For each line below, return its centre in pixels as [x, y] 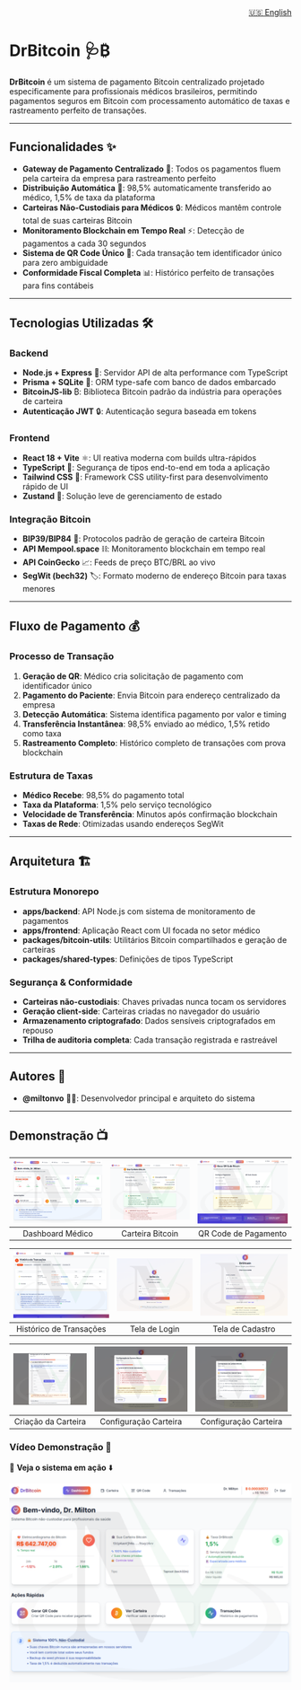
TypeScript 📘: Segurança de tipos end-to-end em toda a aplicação [146, 467]
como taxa [42, 733]
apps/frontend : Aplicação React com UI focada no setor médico [141, 930]
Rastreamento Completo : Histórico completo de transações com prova [154, 743]
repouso [38, 1030]
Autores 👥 [38, 1076]
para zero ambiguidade [65, 262]
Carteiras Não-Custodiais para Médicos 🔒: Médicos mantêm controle [152, 207]
